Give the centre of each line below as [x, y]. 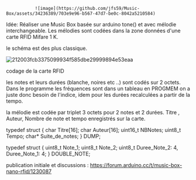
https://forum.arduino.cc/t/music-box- [136, 165]
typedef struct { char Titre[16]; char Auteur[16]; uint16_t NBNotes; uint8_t [94, 130]
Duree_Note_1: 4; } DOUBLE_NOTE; [48, 154]
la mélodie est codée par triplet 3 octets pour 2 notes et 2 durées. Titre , [93, 112]
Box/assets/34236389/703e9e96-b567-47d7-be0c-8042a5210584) [81, 13]
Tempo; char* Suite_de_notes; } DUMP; [54, 136]
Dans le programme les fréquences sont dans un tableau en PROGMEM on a [98, 89]
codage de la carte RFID [35, 71]
